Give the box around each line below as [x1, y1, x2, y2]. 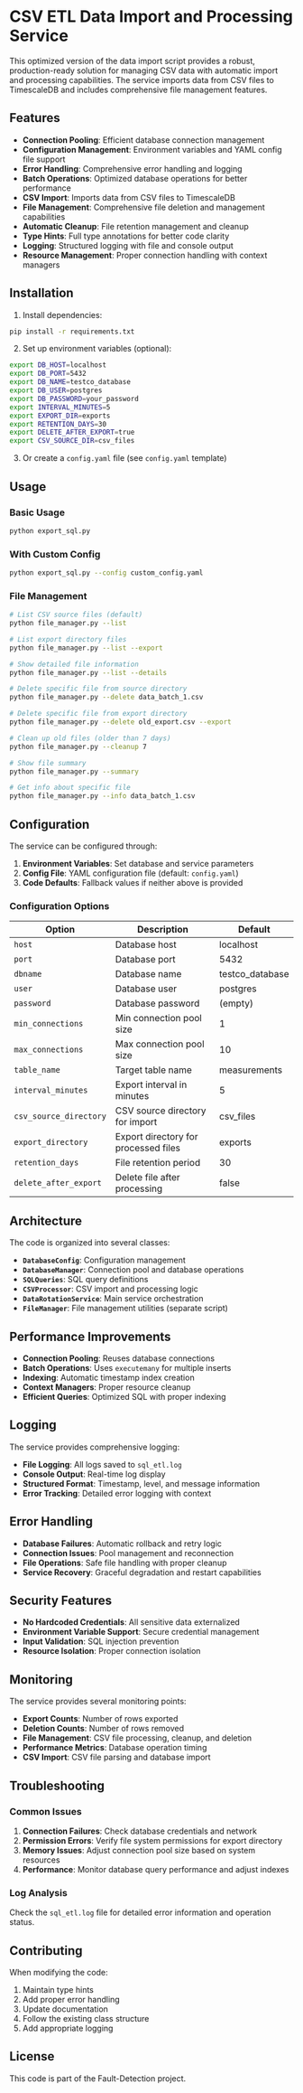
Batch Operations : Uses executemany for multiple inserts [22, 1362, 232, 1373]
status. [9, 1917, 35, 1928]
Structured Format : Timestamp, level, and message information [22, 1478, 261, 1488]
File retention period [115, 1157, 201, 1169]
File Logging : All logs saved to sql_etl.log [22, 1459, 182, 1469]
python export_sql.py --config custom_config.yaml [9, 568, 204, 577]
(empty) [219, 997, 254, 1009]
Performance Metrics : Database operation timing [22, 1742, 207, 1753]
